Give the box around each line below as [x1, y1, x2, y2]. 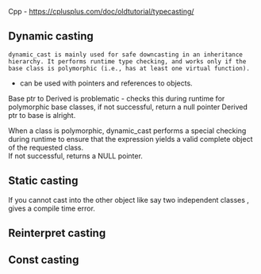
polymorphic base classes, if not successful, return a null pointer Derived [8, 102, 248, 112]
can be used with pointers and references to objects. [19, 78, 193, 88]
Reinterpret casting [8, 226, 106, 240]
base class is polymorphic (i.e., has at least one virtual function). [8, 64, 250, 72]
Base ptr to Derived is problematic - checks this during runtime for [8, 93, 225, 103]
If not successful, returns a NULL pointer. [8, 150, 143, 161]
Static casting [8, 174, 79, 188]
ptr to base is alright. [8, 110, 76, 120]
